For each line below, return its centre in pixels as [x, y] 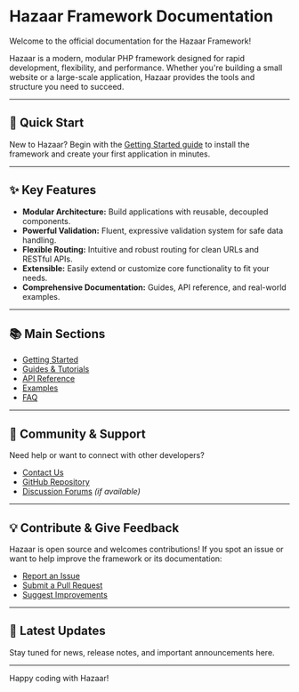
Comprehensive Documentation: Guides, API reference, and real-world [154, 287]
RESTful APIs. [47, 259]
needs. [35, 278]
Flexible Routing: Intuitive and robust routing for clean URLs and [141, 249]
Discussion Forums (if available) [81, 492]
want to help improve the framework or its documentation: [116, 559]
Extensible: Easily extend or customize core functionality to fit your [145, 268]
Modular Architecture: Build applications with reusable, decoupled [145, 212]
